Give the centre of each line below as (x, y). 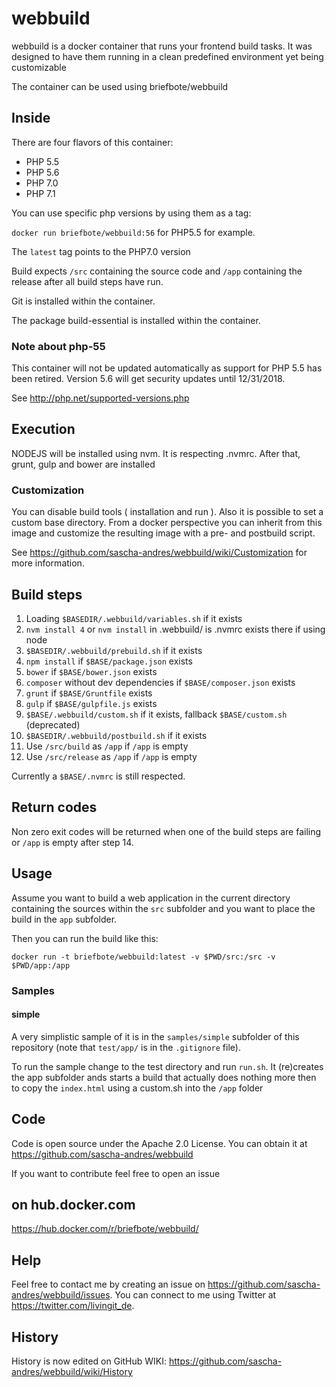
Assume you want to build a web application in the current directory (151, 898)
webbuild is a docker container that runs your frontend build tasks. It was (162, 46)
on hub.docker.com (73, 1204)
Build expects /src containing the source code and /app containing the (157, 271)
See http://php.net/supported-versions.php (100, 398)
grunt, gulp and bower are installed (83, 464)
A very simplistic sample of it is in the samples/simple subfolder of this (155, 1036)
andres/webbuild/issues (61, 1295)
